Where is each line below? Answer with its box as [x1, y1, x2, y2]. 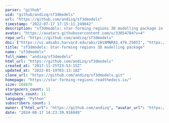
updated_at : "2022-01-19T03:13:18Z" [5, 68, 82, 73]
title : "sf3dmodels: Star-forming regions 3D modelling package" [5, 45, 145, 50]
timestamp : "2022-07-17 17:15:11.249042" [5, 21, 94, 27]
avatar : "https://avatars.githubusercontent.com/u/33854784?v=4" [5, 31, 145, 36]
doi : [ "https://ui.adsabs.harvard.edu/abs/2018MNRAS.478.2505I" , [5, 40, 145, 45]
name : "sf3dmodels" [5, 49, 46, 54]
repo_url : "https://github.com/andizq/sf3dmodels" [5, 36, 114, 41]
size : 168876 [5, 82, 33, 87]
